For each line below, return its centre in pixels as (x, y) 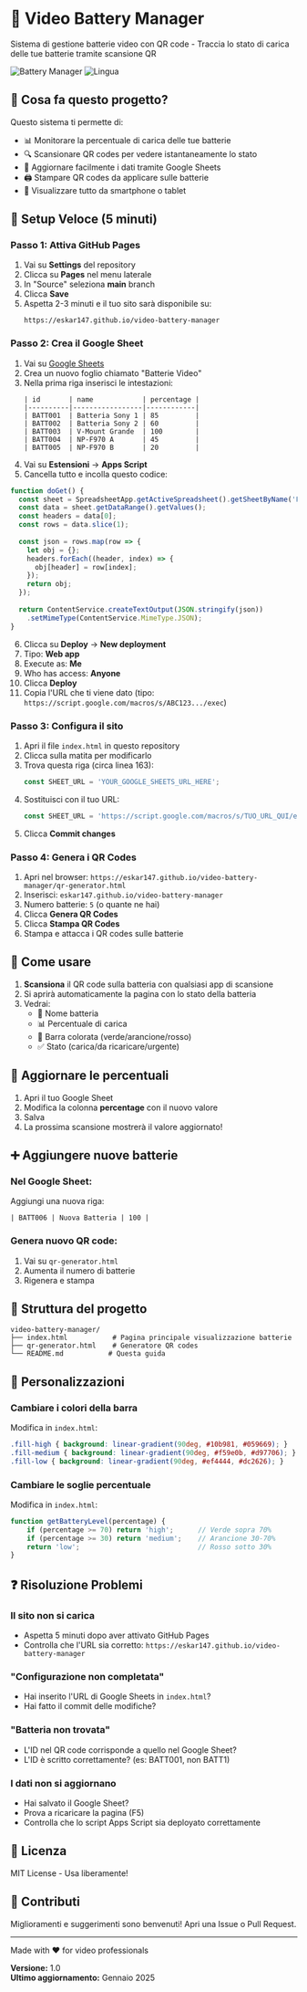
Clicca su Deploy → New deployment (95, 644)
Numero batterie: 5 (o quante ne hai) (92, 904)
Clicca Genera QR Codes (71, 914)
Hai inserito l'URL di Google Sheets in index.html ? (117, 1696)
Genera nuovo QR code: (64, 1241)
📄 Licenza (39, 1851)
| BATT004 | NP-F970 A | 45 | (111, 439)
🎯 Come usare (51, 962)
